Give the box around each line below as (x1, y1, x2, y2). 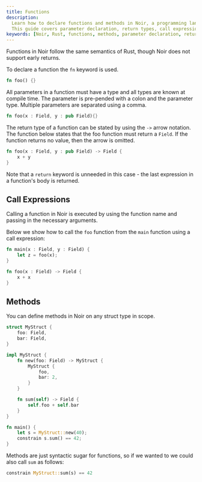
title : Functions (6, 8, 50, 15)
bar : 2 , (38, 375, 58, 381)
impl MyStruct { (6, 352, 47, 358)
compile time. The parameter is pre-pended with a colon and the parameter (6, 95, 194, 102)
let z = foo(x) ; (17, 252, 58, 258)
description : (6, 14, 39, 21)
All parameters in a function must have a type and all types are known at (6, 89, 185, 95)
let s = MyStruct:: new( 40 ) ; (17, 430, 87, 436)
